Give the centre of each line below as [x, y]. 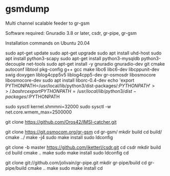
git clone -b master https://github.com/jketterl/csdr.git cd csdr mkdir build [83, 147]
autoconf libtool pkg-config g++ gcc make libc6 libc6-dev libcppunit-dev [82, 69]
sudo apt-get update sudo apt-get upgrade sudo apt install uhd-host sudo [83, 53]
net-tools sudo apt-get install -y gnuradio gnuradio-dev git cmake [96, 64]
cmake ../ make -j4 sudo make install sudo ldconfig [59, 137]
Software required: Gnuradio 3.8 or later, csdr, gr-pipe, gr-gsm [71, 33]
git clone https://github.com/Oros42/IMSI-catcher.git [61, 122]
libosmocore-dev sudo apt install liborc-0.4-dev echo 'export [70, 80]
